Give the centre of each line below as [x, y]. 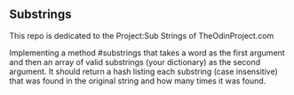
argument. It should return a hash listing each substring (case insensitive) [143, 71]
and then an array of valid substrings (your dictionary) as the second [135, 62]
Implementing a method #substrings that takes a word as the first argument [147, 53]
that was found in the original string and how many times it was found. [138, 80]
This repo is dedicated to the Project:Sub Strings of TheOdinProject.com [142, 35]
